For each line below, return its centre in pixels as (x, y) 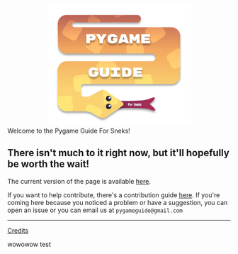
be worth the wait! (49, 164)
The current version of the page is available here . (79, 181)
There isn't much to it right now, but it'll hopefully (119, 153)
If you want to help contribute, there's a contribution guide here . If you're (114, 195)
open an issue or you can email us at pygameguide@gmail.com (95, 210)
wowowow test (29, 244)
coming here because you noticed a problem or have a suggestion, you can (118, 202)
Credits (18, 230)
